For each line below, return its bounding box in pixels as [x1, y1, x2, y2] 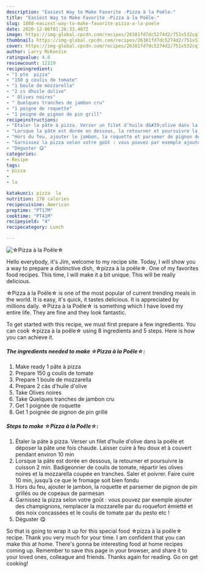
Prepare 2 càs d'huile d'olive [15, 382, 87, 389]
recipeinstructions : [6, 117, 59, 123]
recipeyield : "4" [6, 218, 51, 225]
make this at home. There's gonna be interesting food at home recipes [6, 540, 183, 547]
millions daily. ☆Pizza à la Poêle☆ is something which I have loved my [6, 303, 184, 309]
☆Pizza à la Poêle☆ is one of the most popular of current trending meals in [6, 289, 196, 297]
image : [6, 32, 23, 38]
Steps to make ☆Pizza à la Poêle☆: [6, 422, 99, 430]
